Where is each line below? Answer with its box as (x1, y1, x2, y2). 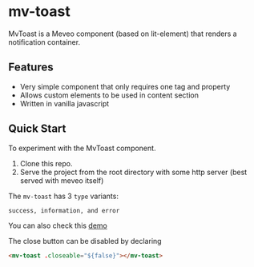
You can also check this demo (8, 221, 108, 230)
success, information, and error (8, 206, 120, 214)
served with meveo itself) (19, 175, 104, 185)
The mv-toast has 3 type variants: (8, 191, 119, 201)
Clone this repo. (19, 158, 73, 168)
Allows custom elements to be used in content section (19, 90, 199, 100)
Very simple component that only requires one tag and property (19, 82, 231, 91)
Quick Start (8, 122, 67, 136)
